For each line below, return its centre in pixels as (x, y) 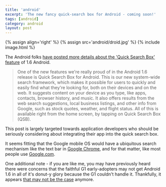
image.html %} (20, 47)
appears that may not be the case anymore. (50, 180)
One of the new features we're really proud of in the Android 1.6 (82, 72)
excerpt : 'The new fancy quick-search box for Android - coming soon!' (81, 14)
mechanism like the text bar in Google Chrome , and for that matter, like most (83, 149)
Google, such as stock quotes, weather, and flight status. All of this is (88, 109)
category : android (24, 23)
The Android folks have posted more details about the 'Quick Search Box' (80, 57)
